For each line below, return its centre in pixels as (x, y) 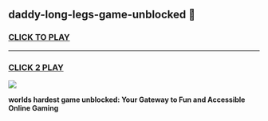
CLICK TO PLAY (39, 37)
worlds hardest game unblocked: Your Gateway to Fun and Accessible (127, 100)
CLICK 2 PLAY (36, 67)
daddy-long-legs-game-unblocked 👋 (102, 15)
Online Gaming (33, 107)
